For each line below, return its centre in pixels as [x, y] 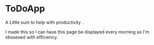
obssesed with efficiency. [32, 37]
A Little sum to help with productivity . [44, 22]
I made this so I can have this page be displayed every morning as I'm [77, 32]
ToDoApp [25, 9]
